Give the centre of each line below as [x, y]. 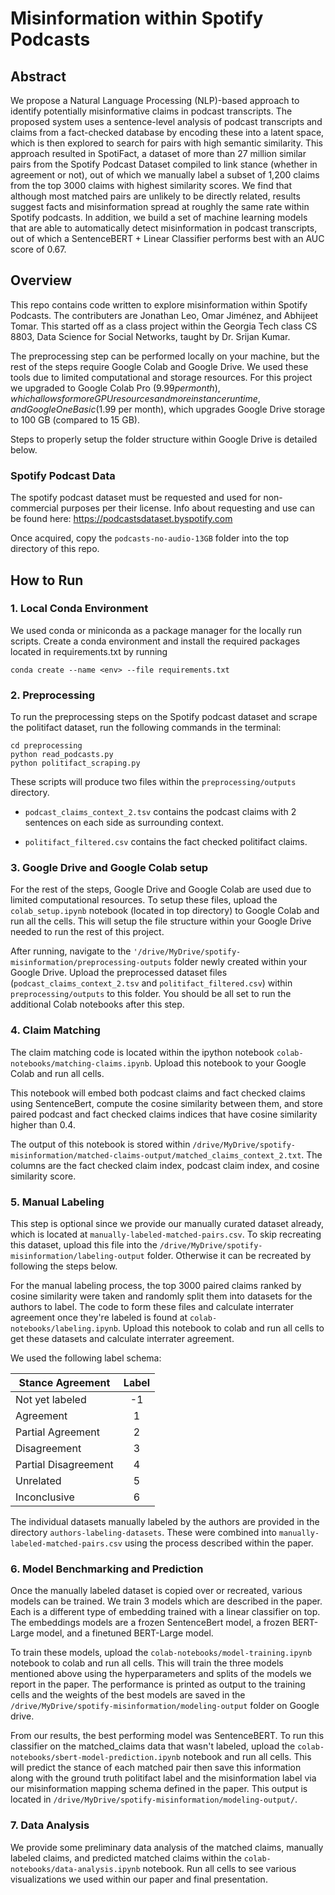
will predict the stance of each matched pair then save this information [156, 1768]
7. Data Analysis [50, 1825]
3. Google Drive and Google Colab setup [109, 868]
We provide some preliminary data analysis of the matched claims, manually [167, 1847]
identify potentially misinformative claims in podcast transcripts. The [151, 111]
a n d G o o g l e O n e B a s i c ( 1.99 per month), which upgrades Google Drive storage [168, 409]
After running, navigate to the [71, 951]
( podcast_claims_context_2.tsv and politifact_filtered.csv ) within [151, 983]
